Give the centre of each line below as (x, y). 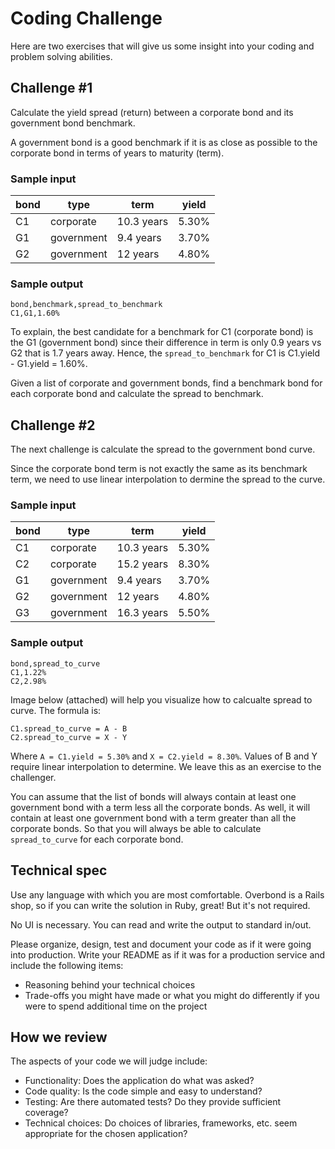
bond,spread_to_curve (55, 663)
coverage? (46, 1113)
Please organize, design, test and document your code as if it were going (161, 944)
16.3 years (142, 613)
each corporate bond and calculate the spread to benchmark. (137, 394)
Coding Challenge (86, 18)
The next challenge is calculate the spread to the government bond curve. (163, 449)
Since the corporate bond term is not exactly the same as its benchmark (159, 469)
